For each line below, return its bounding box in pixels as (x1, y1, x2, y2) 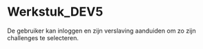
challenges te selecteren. (7, 33, 79, 42)
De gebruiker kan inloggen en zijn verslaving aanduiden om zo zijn (7, 27, 196, 35)
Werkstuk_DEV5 (7, 4, 104, 20)
